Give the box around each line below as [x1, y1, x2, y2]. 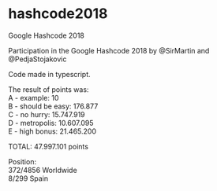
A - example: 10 [8, 93, 59, 102]
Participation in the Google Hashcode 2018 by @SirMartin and [8, 46, 210, 55]
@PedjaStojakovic [8, 54, 67, 64]
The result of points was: [8, 84, 89, 94]
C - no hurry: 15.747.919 [8, 109, 85, 119]
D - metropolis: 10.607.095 [8, 118, 94, 127]
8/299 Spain [8, 174, 49, 183]
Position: [8, 156, 37, 166]
